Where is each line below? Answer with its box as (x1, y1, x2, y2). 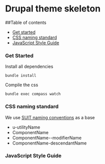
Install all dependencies (5, 63, 53, 70)
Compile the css (5, 82, 39, 88)
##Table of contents (5, 19, 47, 25)
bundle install (5, 73, 37, 78)
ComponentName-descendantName (12, 140, 87, 146)
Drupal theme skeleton (5, 3, 101, 14)
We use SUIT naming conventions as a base (5, 114, 95, 120)
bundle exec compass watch (5, 92, 61, 97)
